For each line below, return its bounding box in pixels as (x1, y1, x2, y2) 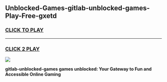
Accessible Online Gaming (5, 71, 61, 77)
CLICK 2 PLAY (5, 45, 40, 52)
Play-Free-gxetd (5, 12, 57, 20)
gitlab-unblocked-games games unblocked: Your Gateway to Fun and (5, 66, 152, 72)
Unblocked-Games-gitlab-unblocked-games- (5, 4, 150, 12)
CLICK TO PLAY (5, 27, 44, 34)
